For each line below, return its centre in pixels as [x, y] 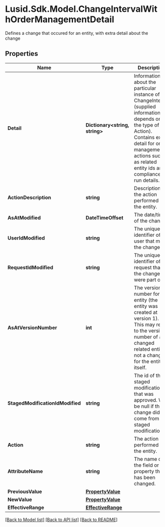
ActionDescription [29, 197]
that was [144, 394]
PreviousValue [25, 491]
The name [146, 459]
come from [147, 418]
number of [146, 336]
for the [142, 361]
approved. [146, 400]
